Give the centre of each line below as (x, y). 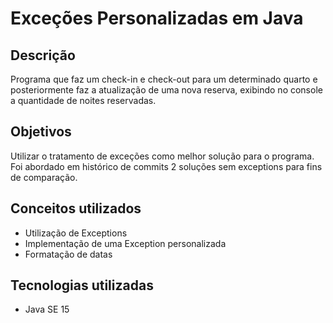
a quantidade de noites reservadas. (83, 100)
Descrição (43, 55)
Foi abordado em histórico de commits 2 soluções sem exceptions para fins (166, 166)
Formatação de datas (68, 254)
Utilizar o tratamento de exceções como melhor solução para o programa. (162, 156)
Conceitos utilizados (76, 208)
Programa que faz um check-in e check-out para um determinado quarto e (164, 79)
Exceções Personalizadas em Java (157, 18)
